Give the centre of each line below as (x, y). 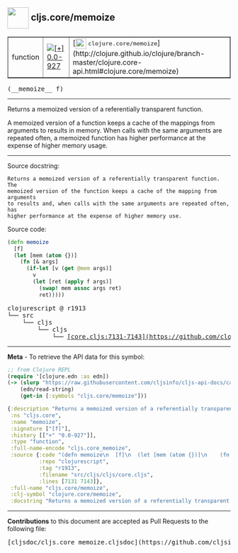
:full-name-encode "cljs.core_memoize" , (71, 448)
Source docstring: (34, 166)
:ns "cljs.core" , (36, 415)
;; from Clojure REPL (39, 369)
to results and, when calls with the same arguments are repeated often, (119, 203)
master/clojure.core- (108, 62)
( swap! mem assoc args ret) (80, 288)
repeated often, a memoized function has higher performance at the (107, 138)
